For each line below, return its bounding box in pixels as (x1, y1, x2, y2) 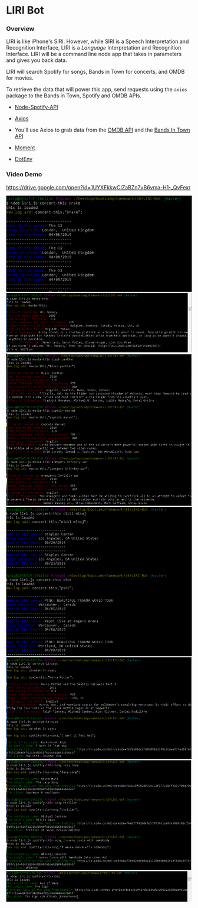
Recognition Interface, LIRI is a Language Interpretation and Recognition (6, 44, 181, 51)
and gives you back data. (6, 57, 68, 64)
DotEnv (14, 156, 33, 163)
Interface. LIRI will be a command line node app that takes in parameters (6, 51, 182, 58)
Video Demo (6, 171, 42, 179)
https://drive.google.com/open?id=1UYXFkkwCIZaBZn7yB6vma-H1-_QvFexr (6, 183, 191, 191)
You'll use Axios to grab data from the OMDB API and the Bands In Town (14, 126, 190, 133)
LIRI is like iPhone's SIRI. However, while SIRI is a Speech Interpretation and (6, 38, 189, 45)
